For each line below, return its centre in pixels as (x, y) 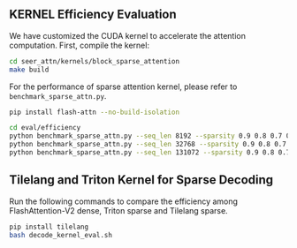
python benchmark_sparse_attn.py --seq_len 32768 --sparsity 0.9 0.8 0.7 (148, 145)
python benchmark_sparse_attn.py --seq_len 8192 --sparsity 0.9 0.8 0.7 (146, 136)
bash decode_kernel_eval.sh (61, 235)
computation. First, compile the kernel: (80, 45)
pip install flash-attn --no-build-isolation (94, 112)
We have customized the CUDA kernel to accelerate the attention (127, 35)
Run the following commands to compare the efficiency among (124, 201)
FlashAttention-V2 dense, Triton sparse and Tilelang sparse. (118, 210)
